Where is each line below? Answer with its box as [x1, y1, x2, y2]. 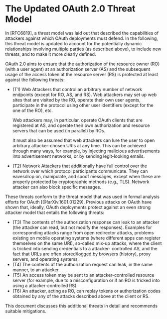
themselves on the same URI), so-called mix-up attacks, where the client [12, 240, 162, 246]
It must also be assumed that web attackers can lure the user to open [12, 137, 155, 143]
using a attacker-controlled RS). [12, 282, 78, 289]
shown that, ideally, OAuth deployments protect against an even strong [5, 204, 151, 210]
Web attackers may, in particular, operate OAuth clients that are [12, 117, 143, 123]
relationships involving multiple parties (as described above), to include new [5, 46, 162, 52]
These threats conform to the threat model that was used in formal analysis [5, 194, 160, 200]
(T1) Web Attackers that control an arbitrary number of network [12, 86, 142, 92]
